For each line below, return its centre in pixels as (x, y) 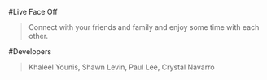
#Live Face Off (33, 12)
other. (38, 36)
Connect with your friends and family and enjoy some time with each (144, 27)
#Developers (30, 51)
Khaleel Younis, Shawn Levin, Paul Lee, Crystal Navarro (121, 67)
